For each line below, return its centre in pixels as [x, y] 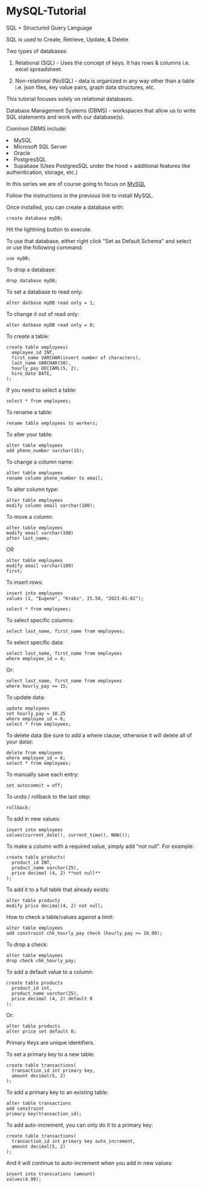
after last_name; [28, 538]
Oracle [22, 153]
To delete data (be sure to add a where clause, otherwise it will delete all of [99, 735]
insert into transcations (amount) [51, 1174]
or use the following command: [44, 247]
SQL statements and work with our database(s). [66, 117]
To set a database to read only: [44, 292]
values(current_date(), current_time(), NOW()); [68, 835]
